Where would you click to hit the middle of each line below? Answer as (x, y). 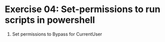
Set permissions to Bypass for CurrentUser (57, 34)
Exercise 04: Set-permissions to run (82, 9)
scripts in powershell (50, 20)
